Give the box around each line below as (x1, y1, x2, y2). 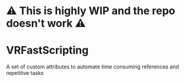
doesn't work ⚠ (6, 17, 86, 30)
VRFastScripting (6, 44, 89, 57)
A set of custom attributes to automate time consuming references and (6, 63, 179, 70)
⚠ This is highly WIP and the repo (6, 4, 176, 18)
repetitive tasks (6, 70, 44, 77)
